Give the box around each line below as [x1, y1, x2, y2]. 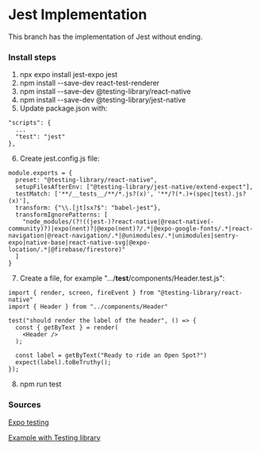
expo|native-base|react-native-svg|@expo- [8, 239, 151, 247]
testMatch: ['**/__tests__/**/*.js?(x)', [15, 190, 155, 198]
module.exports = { [8, 169, 73, 177]
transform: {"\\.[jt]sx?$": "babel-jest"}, [15, 204, 161, 212]
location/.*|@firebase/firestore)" [8, 246, 126, 254]
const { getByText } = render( [15, 324, 119, 332]
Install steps [8, 52, 57, 63]
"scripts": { [8, 119, 52, 127]
